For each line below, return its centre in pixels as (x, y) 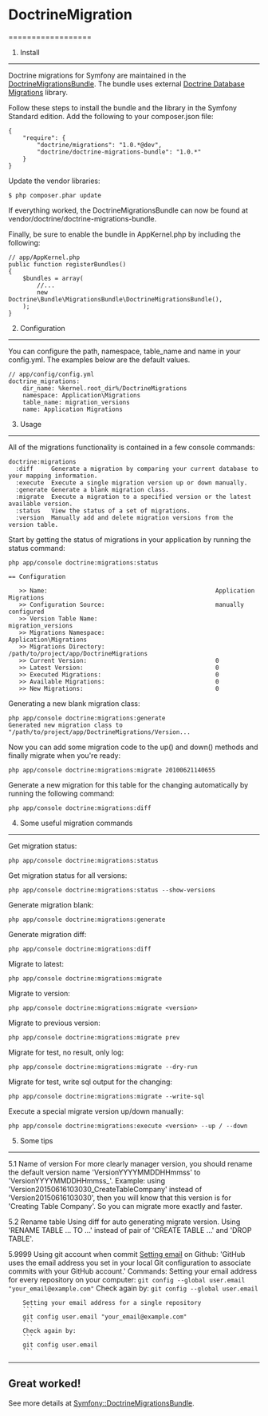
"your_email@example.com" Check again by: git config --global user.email (133, 1288)
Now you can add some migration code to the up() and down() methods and (133, 747)
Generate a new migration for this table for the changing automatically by (128, 784)
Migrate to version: (39, 993)
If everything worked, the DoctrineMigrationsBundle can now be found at (128, 210)
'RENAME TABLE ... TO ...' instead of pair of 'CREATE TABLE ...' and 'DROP (130, 1230)
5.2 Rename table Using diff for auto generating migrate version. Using (124, 1222)
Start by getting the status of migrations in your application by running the (130, 539)
